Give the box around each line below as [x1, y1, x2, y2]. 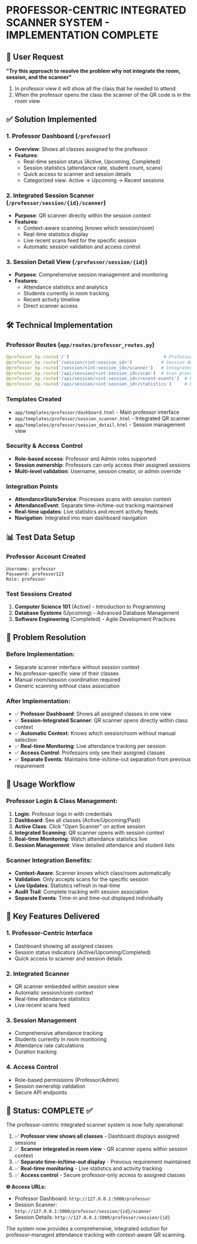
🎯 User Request [6, 52, 64, 62]
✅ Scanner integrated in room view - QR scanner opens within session [14, 1145, 188, 1152]
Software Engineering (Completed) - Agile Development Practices [14, 616, 176, 623]
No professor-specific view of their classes [14, 670, 119, 677]
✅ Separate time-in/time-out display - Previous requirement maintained [14, 1158, 191, 1165]
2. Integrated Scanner [6, 969, 70, 977]
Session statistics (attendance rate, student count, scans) [23, 164, 163, 171]
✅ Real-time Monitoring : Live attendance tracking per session [14, 743, 166, 750]
